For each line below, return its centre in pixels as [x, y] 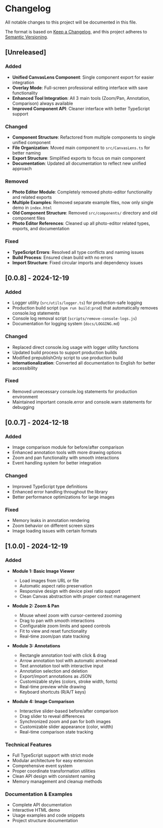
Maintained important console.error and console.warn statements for [82, 402]
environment [25, 397]
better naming [26, 153]
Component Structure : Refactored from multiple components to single [84, 137]
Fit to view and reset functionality [53, 631]
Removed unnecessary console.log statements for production [75, 391]
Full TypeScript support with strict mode [53, 755]
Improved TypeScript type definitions [50, 486]
